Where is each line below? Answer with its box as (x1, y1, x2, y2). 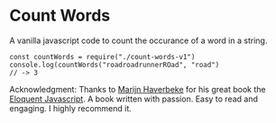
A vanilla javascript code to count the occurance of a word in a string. (9, 35, 268, 46)
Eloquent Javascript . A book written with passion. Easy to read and (9, 93, 259, 104)
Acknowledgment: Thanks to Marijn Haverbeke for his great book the (9, 83, 266, 94)
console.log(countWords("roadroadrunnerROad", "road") (9, 60, 220, 69)
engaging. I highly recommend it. (9, 102, 133, 113)
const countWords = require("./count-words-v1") (9, 52, 196, 61)
